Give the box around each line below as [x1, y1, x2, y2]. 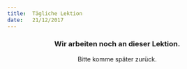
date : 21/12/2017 [7, 17, 64, 23]
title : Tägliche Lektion [7, 10, 82, 17]
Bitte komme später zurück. [77, 55, 157, 63]
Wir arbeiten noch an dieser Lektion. [54, 39, 181, 49]
